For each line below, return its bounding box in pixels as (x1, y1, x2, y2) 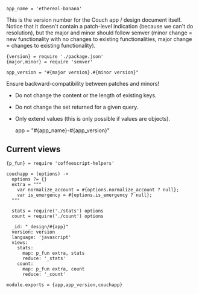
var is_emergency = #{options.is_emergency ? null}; (17, 192, 153, 198)
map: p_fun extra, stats (22, 250, 85, 256)
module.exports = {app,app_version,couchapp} (6, 281, 122, 288)
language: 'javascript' (11, 234, 71, 240)
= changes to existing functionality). (6, 42, 96, 49)
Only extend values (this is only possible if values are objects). (14, 115, 171, 122)
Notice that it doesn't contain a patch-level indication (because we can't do (6, 23, 194, 30)
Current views (6, 144, 61, 155)
